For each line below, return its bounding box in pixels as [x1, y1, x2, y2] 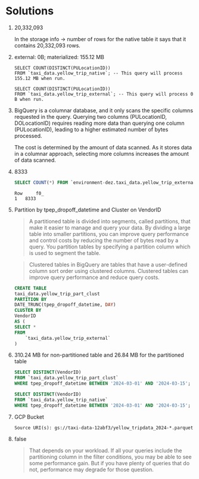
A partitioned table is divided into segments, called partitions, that [29, 217, 191, 225]
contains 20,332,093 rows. [14, 42, 81, 49]
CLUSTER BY [14, 308, 42, 314]
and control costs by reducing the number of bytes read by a [29, 237, 179, 244]
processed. [14, 132, 42, 139]
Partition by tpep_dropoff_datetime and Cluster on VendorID [14, 206, 161, 213]
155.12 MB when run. [14, 75, 66, 81]
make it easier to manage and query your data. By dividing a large [29, 224, 191, 231]
